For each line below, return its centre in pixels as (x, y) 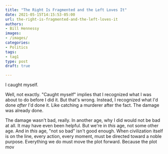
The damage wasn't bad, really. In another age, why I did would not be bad (83, 120)
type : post (17, 61)
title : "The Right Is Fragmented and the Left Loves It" (66, 10)
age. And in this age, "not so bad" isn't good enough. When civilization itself (84, 131)
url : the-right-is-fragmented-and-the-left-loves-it (62, 19)
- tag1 (12, 57)
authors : (14, 24)
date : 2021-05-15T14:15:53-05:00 (40, 15)
